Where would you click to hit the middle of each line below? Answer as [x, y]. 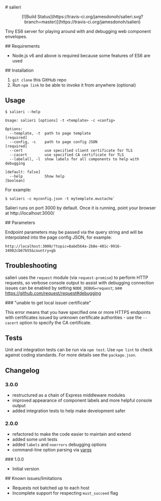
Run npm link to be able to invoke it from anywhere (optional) [74, 85]
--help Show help [37, 176]
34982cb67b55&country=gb [30, 250]
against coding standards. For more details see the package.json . [71, 355]
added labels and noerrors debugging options [59, 445]
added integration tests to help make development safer [69, 411]
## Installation [19, 70]
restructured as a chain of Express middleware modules [68, 395]
